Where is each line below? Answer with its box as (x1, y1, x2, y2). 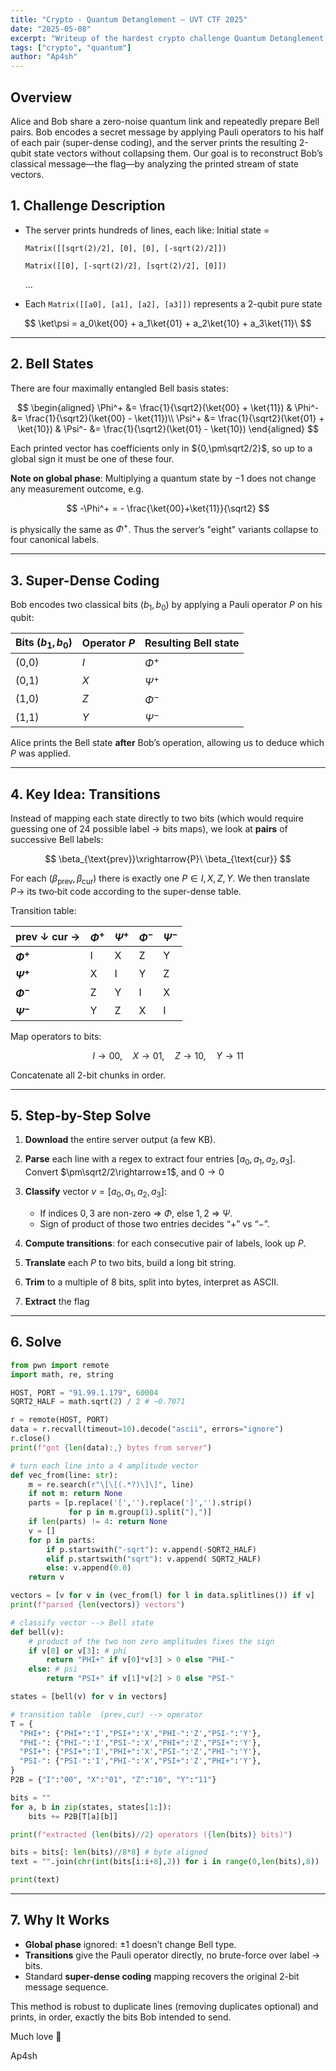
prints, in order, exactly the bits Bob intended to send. (10, 2011, 232, 2023)
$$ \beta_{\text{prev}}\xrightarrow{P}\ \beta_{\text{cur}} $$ (44, 853, 292, 865)
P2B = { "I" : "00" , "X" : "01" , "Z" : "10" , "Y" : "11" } (10, 1775, 217, 1785)
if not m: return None (28, 1489, 123, 1499)
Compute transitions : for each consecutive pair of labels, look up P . (24, 1237, 307, 1249)
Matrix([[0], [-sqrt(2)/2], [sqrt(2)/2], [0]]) (24, 261, 227, 271)
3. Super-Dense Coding (10, 572, 160, 589)
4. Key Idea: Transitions (10, 786, 161, 803)
